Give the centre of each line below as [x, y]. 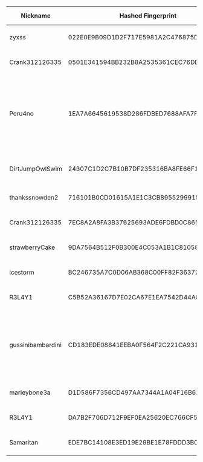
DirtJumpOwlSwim [36, 169]
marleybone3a [30, 392]
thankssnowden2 [34, 197]
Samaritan [24, 442]
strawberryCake [32, 247]
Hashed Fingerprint [148, 16]
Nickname [36, 16]
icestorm [22, 272]
